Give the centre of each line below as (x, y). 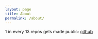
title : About (18, 14)
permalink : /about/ (25, 18)
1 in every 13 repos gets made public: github (49, 32)
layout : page (18, 9)
